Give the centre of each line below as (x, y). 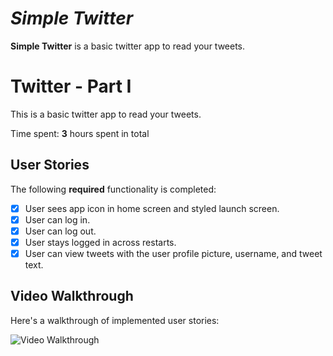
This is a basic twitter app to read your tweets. (106, 114)
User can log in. (57, 219)
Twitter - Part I (71, 86)
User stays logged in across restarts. (100, 242)
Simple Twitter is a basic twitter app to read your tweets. (128, 46)
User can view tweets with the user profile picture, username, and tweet (173, 253)
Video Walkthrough (72, 296)
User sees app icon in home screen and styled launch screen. (152, 208)
